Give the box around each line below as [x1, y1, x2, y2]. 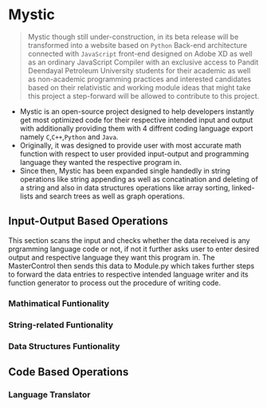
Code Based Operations [8, 365, 129, 379]
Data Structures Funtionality [8, 340, 120, 351]
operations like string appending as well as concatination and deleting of [19, 174, 259, 184]
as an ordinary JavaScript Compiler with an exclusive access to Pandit [27, 57, 259, 67]
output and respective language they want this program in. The [8, 253, 215, 262]
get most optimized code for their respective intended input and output [19, 115, 253, 124]
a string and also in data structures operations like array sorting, [19, 182, 230, 192]
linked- [231, 182, 255, 192]
